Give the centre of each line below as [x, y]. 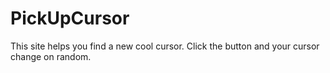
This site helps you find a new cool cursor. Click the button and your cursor [165, 46]
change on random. [51, 56]
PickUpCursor [70, 18]
